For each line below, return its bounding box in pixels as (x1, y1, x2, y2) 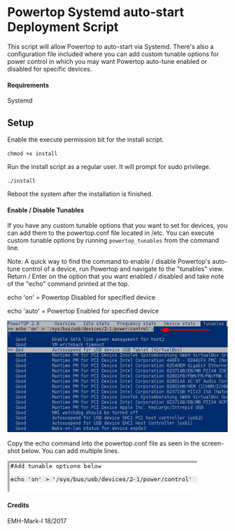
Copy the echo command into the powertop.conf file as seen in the (7, 439, 201, 448)
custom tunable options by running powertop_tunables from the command (7, 236, 220, 245)
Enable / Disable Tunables (7, 206, 85, 214)
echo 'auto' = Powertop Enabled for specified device (7, 307, 159, 316)
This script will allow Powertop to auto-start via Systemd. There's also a (7, 42, 214, 51)
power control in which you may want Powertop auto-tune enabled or (7, 57, 208, 65)
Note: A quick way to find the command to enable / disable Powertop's (7, 257, 211, 266)
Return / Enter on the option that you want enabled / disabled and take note (7, 272, 225, 281)
